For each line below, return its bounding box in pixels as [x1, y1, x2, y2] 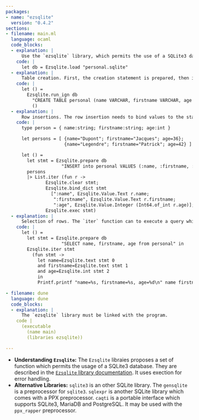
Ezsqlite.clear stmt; [45, 180, 99, 186]
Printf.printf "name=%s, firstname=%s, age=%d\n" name [37, 279, 176, 285]
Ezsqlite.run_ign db [27, 92, 78, 98]
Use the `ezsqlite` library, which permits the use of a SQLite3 [21, 53, 187, 59]
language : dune [11, 295, 49, 301]
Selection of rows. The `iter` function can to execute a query [21, 219, 184, 225]
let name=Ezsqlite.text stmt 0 [37, 257, 115, 263]
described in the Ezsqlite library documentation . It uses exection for [14, 369, 182, 376]
